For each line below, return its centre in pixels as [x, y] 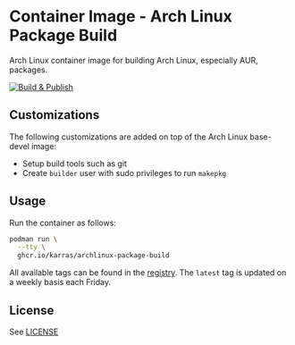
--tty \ [32, 248]
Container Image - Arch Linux [121, 17]
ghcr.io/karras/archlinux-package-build [93, 256]
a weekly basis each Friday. [60, 282]
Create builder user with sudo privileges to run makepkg [124, 172]
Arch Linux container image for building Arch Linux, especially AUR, [134, 60]
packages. [29, 70]
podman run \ [34, 239]
